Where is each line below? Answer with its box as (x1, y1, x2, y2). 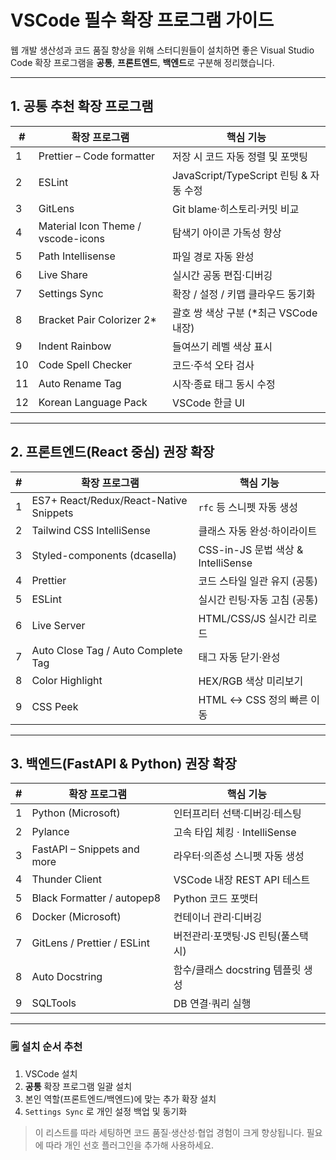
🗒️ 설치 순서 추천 (10, 1040, 83, 1054)
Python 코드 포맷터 (173, 892, 259, 906)
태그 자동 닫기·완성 (198, 650, 281, 664)
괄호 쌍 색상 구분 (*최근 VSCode (171, 306, 318, 320)
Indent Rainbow (38, 339, 112, 353)
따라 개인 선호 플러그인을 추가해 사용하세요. (45, 1139, 215, 1151)
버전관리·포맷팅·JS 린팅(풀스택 (173, 929, 309, 943)
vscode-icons (38, 231, 105, 245)
